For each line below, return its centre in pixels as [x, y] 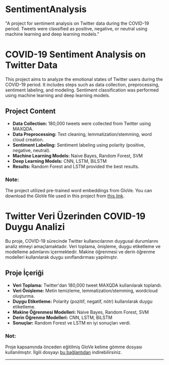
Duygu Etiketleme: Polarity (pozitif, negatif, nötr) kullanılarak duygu [82, 301]
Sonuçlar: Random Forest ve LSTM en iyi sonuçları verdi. [72, 323]
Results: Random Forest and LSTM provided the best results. [76, 166]
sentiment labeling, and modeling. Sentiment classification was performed [82, 90]
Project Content [30, 111]
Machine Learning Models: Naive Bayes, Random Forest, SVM [78, 156]
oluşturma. [24, 296]
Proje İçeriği [24, 273]
